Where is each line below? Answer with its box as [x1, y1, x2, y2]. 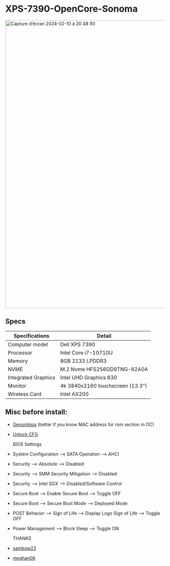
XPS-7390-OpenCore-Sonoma [5, 3, 138, 15]
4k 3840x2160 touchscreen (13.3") [60, 382, 147, 389]
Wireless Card [8, 390, 42, 398]
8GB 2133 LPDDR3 [60, 357, 107, 364]
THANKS [12, 535, 31, 541]
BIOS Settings [12, 441, 42, 447]
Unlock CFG [12, 431, 38, 437]
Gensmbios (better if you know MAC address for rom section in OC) [12, 421, 155, 428]
